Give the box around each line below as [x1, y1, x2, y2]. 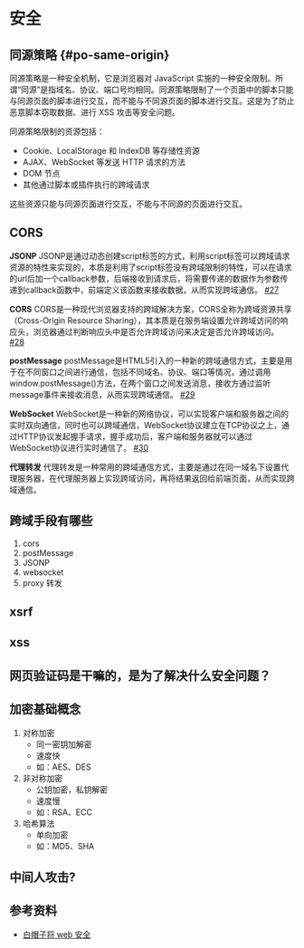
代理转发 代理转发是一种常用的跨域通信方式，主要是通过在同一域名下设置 [9, 461, 281, 472]
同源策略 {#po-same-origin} [9, 47, 170, 62]
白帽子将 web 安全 [22, 929, 91, 940]
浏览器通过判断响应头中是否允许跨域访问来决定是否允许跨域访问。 [33, 326, 279, 337]
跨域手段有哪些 [9, 513, 93, 529]
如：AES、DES [35, 761, 92, 772]
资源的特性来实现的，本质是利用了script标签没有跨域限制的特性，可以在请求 [9, 262, 292, 273]
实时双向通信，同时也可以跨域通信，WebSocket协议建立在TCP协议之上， [9, 419, 282, 430]
